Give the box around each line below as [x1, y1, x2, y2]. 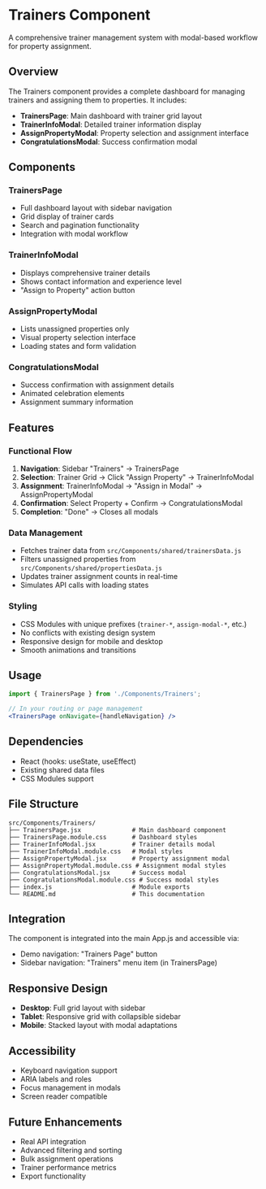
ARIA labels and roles [19, 1074, 92, 1084]
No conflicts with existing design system [19, 628, 156, 638]
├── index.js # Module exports [8, 882, 191, 891]
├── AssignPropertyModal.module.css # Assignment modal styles [8, 861, 227, 869]
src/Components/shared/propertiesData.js [19, 564, 162, 573]
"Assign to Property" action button [19, 285, 135, 294]
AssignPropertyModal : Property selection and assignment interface [19, 128, 249, 137]
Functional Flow [8, 445, 73, 456]
